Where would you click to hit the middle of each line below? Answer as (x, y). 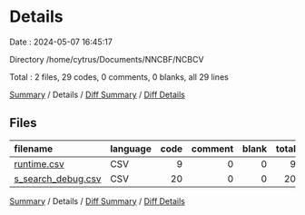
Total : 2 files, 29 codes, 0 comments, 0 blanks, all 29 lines (119, 77)
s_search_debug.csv (58, 179)
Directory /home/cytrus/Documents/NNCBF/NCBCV (107, 59)
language (131, 149)
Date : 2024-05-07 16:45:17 (61, 42)
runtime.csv (39, 163)
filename (34, 149)
